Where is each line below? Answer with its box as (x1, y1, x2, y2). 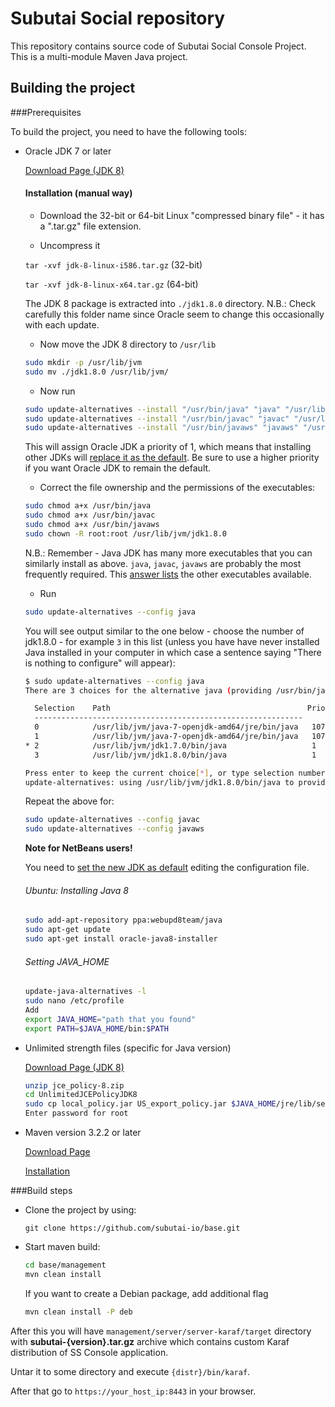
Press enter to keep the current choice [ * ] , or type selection (24, 768, 295, 778)
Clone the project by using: (24, 1204, 137, 1216)
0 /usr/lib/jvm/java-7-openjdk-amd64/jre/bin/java (34, 722, 299, 732)
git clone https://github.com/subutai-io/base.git (24, 1223, 241, 1234)
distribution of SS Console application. (10, 1346, 169, 1358)
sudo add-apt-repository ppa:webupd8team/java (24, 915, 223, 926)
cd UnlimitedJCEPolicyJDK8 (24, 1090, 138, 1100)
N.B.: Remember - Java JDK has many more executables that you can (24, 547, 313, 559)
